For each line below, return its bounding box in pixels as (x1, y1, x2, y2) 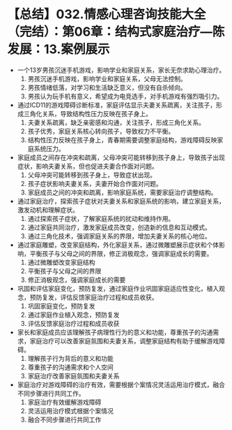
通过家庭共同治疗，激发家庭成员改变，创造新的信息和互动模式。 (27, 223, 211, 231)
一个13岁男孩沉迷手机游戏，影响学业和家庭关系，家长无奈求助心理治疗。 (17, 66, 226, 74)
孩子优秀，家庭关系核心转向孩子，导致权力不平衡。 (27, 127, 175, 135)
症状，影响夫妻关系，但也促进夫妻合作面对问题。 (17, 162, 158, 170)
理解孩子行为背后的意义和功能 (27, 354, 114, 362)
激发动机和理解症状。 (17, 206, 79, 214)
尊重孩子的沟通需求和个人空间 (27, 363, 114, 371)
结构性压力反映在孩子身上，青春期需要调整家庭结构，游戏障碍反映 (27, 136, 217, 144)
